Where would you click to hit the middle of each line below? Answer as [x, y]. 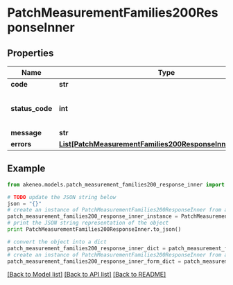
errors [21, 144]
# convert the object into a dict [57, 242]
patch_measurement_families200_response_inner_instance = [93, 216]
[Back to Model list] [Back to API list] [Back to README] [87, 275]
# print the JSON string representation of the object [88, 223]
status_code [32, 109]
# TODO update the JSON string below [62, 197]
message [26, 133]
